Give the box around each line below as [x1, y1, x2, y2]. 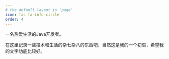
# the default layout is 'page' [5, 7, 73, 13]
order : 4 [5, 17, 24, 22]
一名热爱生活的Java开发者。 [5, 31, 64, 37]
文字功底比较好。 [9, 48, 45, 54]
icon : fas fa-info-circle [5, 12, 59, 17]
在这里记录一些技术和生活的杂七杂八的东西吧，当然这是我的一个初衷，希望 [5, 42, 159, 48]
